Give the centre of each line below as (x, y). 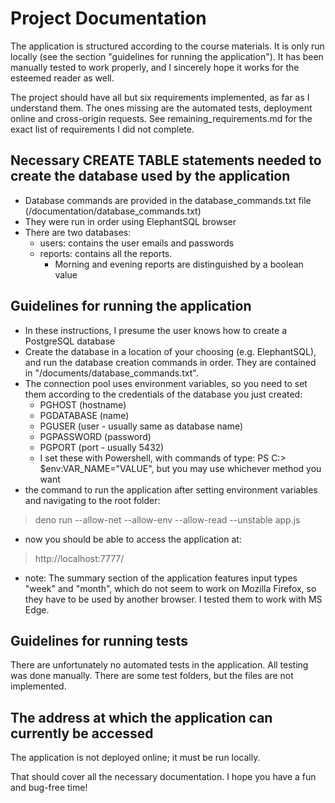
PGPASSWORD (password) (95, 436)
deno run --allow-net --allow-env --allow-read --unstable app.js (167, 519)
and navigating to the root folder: (92, 500)
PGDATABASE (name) (84, 415)
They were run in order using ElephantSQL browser (130, 221)
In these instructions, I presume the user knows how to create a (156, 330)
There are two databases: (78, 232)
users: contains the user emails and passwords (137, 243)
